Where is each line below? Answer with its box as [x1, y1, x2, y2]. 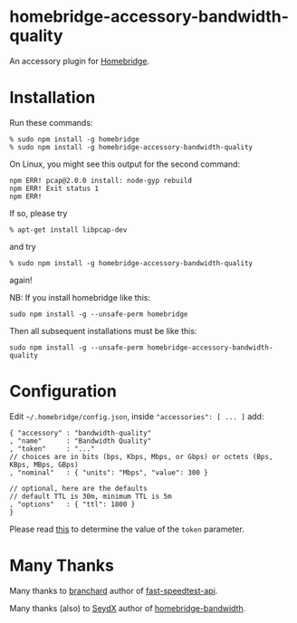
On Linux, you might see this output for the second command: [9, 158, 241, 169]
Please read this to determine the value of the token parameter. [9, 523, 244, 534]
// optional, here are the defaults [9, 484, 148, 493]
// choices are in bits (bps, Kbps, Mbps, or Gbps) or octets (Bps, [9, 452, 273, 461]
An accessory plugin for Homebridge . [9, 55, 150, 66]
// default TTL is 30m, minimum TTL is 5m [9, 492, 172, 501]
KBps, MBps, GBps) [9, 460, 79, 469]
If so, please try [9, 207, 68, 218]
